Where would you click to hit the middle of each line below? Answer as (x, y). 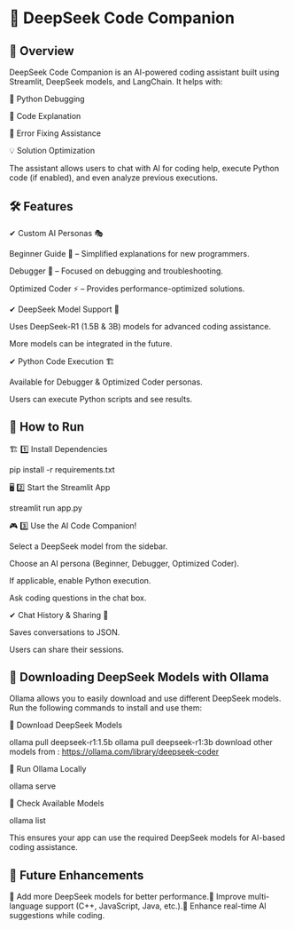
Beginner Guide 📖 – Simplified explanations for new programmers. (129, 253)
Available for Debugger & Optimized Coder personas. (106, 382)
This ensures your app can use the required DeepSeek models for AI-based (147, 838)
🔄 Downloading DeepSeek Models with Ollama (139, 677)
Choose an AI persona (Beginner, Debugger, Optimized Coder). (124, 563)
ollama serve (32, 786)
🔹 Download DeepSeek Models (66, 725)
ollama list (27, 821)
